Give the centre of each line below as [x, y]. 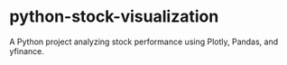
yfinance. [27, 51]
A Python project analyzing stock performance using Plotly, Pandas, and [144, 42]
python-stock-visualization [114, 17]
